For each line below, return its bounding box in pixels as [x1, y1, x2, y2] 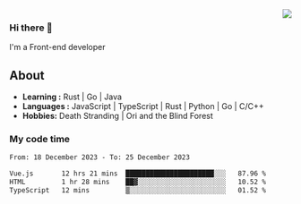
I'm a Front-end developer [9, 42, 106, 53]
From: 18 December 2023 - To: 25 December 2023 [9, 153, 191, 162]
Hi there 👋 [9, 21, 54, 34]
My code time [9, 133, 70, 146]
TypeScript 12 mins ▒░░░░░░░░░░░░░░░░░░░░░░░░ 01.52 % [9, 186, 267, 195]
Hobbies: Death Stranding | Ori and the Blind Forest [21, 111, 213, 122]
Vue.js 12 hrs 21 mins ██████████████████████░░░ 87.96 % [9, 169, 267, 178]
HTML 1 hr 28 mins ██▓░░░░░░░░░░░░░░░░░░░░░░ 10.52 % [9, 178, 267, 187]
